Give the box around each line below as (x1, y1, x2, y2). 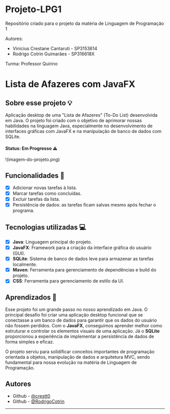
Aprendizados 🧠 (5, 293, 57, 301)
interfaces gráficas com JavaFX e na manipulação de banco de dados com (5, 128, 162, 134)
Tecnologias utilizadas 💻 (5, 223, 87, 231)
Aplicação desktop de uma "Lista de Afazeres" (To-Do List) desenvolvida (5, 112, 158, 118)
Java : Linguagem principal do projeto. (12, 239, 92, 245)
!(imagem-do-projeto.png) (5, 156, 60, 163)
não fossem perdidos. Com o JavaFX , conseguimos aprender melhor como (5, 323, 163, 329)
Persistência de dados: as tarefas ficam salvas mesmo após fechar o (12, 202, 156, 208)
